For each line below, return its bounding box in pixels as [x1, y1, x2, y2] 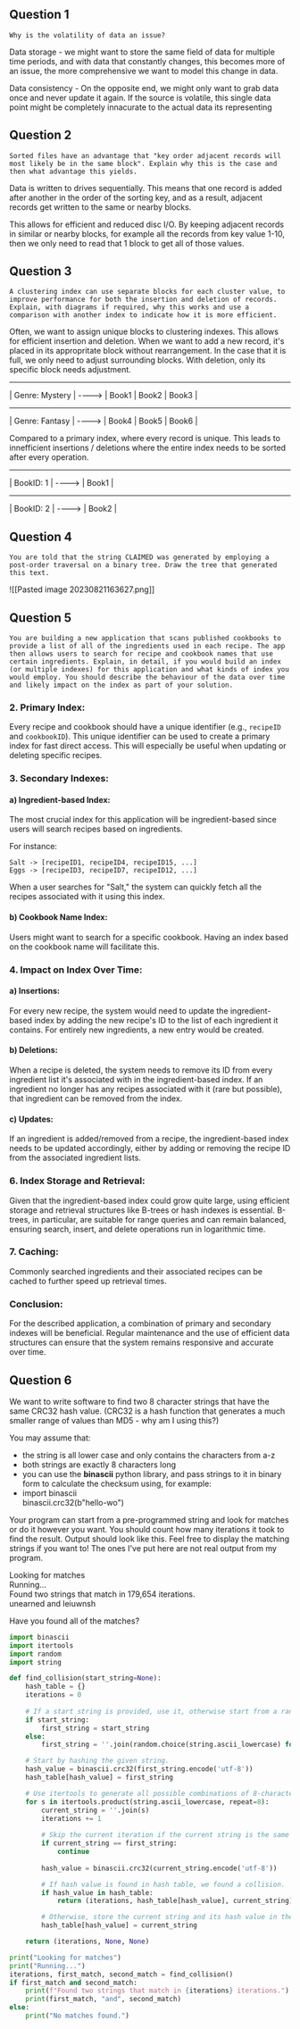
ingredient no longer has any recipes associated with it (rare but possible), [9, 1084, 283, 1095]
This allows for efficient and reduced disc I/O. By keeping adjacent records [9, 219, 284, 230]
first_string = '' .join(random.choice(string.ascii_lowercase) [41, 1741, 281, 1749]
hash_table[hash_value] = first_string [25, 1773, 174, 1783]
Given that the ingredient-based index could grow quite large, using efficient [9, 1195, 290, 1206]
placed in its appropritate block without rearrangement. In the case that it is [9, 346, 287, 356]
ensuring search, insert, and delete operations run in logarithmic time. [9, 1223, 266, 1234]
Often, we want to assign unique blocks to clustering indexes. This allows [9, 326, 279, 338]
